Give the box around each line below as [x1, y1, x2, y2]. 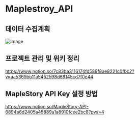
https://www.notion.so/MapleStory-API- [5, 103, 89, 109]
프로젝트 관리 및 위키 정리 [5, 54, 80, 63]
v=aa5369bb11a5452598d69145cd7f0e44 [5, 73, 94, 79]
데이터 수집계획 [5, 24, 50, 33]
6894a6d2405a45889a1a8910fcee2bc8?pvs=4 [5, 109, 104, 115]
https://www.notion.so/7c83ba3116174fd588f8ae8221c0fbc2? [5, 68, 135, 74]
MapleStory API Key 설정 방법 [5, 89, 98, 98]
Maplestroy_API [5, 3, 73, 15]
